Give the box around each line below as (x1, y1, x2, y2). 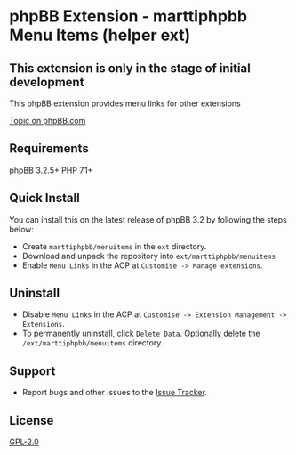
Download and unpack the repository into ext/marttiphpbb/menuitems (21, 250, 276, 261)
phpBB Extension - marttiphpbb (9, 6, 247, 27)
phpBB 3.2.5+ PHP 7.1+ (9, 165, 93, 175)
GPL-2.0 (9, 436, 40, 447)
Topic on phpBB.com (9, 116, 86, 126)
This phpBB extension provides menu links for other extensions (9, 98, 242, 109)
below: (9, 223, 34, 234)
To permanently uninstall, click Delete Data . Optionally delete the (21, 328, 260, 339)
